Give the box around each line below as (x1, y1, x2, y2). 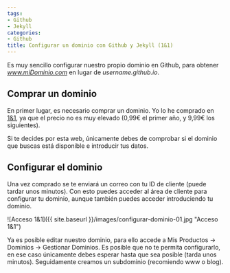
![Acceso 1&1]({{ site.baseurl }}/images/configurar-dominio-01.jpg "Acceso (7, 215, 218, 223)
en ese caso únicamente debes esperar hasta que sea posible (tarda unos (7, 250, 217, 259)
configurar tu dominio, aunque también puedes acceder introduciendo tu (7, 194, 214, 203)
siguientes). (7, 121, 41, 129)
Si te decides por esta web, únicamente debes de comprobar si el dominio (7, 134, 218, 142)
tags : (7, 10, 23, 17)
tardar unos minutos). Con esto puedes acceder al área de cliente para (7, 187, 207, 195)
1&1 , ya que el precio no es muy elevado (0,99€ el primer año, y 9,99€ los (7, 113, 215, 122)
